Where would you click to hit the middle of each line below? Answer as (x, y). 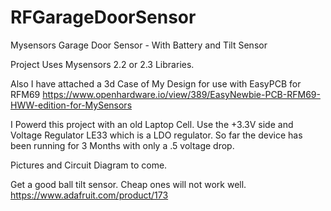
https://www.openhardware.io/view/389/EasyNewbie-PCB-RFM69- (181, 94)
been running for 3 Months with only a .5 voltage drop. (122, 145)
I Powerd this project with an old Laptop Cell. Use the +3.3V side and (152, 124)
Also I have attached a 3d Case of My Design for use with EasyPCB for (156, 83)
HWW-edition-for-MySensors (71, 105)
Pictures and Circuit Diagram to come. (89, 165)
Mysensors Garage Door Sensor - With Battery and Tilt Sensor (139, 45)
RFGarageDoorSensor (103, 17)
